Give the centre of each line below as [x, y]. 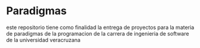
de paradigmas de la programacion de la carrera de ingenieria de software [98, 33]
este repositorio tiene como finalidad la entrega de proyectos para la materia [100, 27]
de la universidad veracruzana [43, 40]
